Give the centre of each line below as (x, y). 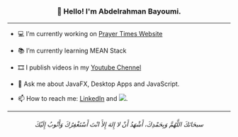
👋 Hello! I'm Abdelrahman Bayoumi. (119, 11)
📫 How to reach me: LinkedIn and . (73, 99)
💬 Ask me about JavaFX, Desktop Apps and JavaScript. (98, 84)
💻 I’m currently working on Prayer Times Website (90, 34)
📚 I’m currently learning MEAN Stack (72, 51)
